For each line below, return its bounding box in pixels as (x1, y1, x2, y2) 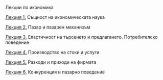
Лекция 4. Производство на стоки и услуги (5, 49, 100, 55)
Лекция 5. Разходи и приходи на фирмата (5, 59, 97, 65)
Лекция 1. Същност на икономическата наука (5, 14, 105, 20)
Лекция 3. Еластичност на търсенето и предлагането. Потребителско (5, 34, 158, 40)
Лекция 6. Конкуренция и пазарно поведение (5, 69, 105, 75)
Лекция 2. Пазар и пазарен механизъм (5, 24, 90, 30)
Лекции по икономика (5, 5, 54, 10)
